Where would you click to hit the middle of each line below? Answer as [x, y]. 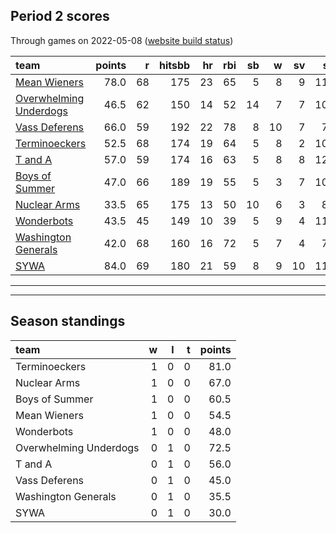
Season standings [68, 321]
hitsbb [174, 65]
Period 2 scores [60, 16]
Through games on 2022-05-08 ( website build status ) [122, 40]
